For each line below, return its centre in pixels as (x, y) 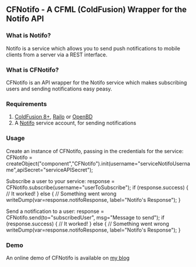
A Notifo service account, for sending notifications (75, 123)
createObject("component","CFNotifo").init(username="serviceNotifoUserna (98, 163)
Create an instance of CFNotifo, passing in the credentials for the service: (95, 151)
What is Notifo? (29, 36)
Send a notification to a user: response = (55, 211)
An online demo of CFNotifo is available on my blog (68, 258)
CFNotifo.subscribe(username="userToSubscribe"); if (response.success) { (97, 187)
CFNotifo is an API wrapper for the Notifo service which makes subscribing (97, 82)
